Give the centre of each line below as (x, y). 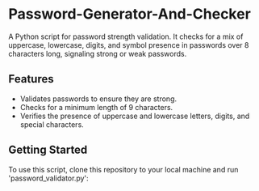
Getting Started (48, 150)
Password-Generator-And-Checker (130, 14)
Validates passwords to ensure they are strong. (98, 99)
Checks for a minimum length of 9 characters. (96, 107)
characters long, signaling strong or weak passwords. (98, 53)
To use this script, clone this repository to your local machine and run (123, 169)
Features (31, 79)
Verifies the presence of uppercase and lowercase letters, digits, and (135, 116)
